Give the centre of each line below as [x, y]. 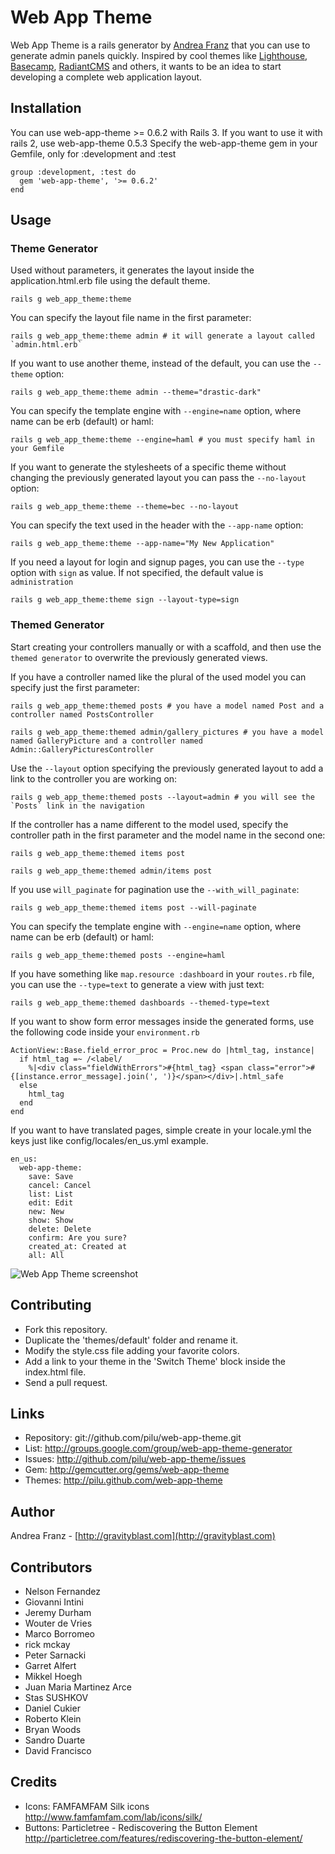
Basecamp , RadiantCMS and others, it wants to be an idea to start [146, 66]
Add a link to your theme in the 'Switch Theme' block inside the [155, 1361]
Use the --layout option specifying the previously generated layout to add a [167, 768]
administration [42, 582]
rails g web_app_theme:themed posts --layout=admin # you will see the [162, 797]
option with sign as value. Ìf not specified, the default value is [137, 573]
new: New [46, 1211]
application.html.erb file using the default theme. [110, 281]
